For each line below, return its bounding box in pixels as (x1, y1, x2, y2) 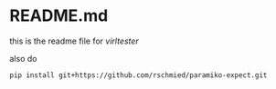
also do (9, 53, 37, 64)
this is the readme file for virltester (9, 35, 139, 46)
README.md (9, 5, 109, 26)
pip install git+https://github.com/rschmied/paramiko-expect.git (9, 70, 268, 80)
